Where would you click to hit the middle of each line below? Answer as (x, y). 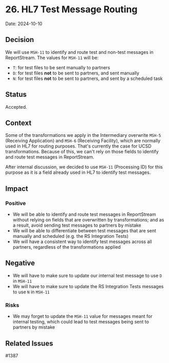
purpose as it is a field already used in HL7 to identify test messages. (78, 172)
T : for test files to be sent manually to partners (61, 67)
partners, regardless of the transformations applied (67, 247)
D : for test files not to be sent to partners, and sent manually (76, 73)
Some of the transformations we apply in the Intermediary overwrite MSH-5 (83, 135)
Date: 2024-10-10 (24, 24)
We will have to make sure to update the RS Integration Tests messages (88, 286)
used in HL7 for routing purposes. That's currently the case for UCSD (79, 146)
